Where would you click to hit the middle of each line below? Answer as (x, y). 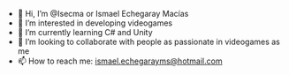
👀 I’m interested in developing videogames (95, 23)
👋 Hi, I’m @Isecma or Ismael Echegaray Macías (103, 14)
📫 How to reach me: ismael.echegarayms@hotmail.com (120, 61)
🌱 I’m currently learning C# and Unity (85, 32)
